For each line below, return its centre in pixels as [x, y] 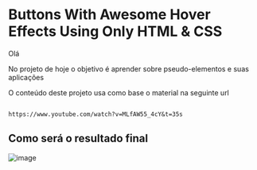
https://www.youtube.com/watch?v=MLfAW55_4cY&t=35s [95, 114]
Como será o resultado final [78, 139]
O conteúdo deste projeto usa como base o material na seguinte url [119, 92]
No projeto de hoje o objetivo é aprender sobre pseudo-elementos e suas [128, 68]
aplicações [26, 77]
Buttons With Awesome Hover [109, 15]
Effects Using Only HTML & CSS [115, 31]
